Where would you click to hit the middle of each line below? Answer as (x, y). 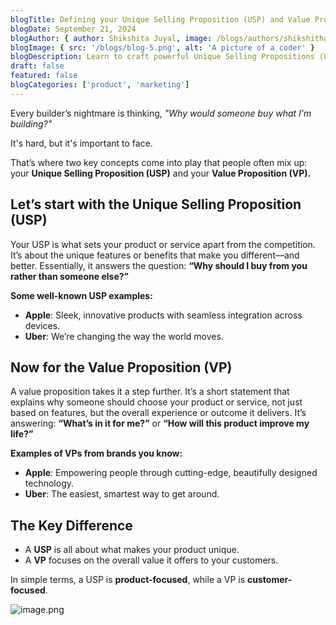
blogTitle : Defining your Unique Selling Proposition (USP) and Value (160, 19)
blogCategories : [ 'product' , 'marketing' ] (100, 85)
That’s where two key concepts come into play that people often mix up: (159, 162)
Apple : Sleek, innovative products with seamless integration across (163, 315)
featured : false (44, 76)
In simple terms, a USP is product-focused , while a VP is (128, 580)
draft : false (37, 66)
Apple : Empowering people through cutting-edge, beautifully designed (171, 473)
